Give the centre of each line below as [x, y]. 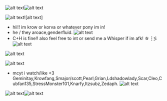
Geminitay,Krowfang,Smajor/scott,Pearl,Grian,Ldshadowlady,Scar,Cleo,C [87, 78]
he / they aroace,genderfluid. [42, 32]
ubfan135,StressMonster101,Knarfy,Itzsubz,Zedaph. [65, 83]
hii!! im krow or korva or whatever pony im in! [59, 27]
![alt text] [33, 17]
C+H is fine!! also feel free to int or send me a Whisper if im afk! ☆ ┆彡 [85, 38]
